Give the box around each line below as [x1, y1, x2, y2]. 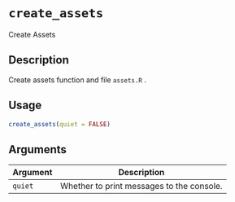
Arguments [8, 143, 67, 156]
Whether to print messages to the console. [60, 181, 223, 192]
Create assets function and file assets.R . [8, 75, 146, 85]
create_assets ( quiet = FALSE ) [8, 120, 111, 128]
